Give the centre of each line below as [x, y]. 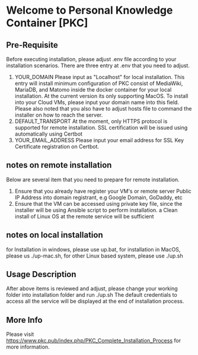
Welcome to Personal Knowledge [90, 10]
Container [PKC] [47, 23]
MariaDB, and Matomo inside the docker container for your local [93, 89]
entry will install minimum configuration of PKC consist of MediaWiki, [99, 83]
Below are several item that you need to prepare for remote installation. [93, 180]
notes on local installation [55, 235]
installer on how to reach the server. [59, 115]
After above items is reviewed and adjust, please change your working [92, 288]
